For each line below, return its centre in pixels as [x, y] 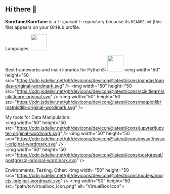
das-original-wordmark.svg [34, 86]
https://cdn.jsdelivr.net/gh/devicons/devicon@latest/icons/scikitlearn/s [91, 91]
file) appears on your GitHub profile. [43, 27]
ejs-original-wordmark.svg [33, 181]
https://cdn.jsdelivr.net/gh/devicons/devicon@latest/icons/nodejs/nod [90, 175]
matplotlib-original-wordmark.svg [40, 107]
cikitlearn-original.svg [28, 96]
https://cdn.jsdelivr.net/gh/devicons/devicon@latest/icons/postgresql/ [90, 154]
